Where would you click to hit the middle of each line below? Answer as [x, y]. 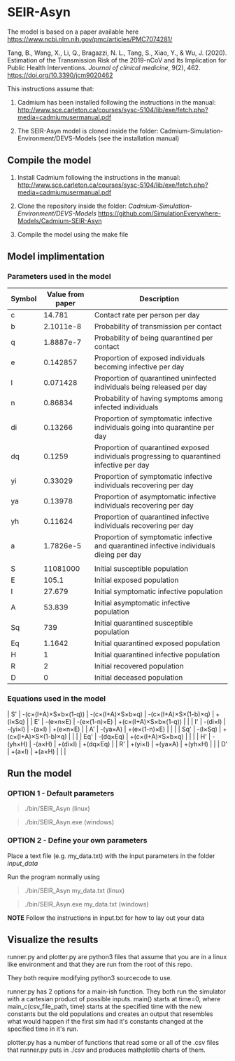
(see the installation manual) [138, 138]
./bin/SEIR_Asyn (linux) [57, 809]
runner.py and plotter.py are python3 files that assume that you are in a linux [117, 956]
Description [159, 299]
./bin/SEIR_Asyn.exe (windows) [69, 822]
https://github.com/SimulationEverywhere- [159, 213]
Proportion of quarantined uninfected [155, 378]
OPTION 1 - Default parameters [61, 793]
